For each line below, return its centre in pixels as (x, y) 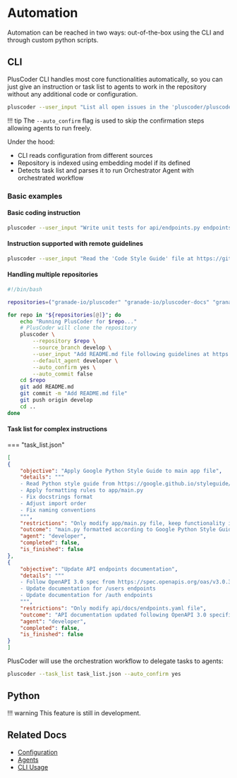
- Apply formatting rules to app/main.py (81, 490)
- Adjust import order (53, 503)
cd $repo (33, 381)
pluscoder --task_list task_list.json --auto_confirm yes (94, 674)
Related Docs (37, 735)
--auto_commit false (63, 374)
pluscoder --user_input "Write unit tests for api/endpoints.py (104, 228)
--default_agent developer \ (75, 361)
